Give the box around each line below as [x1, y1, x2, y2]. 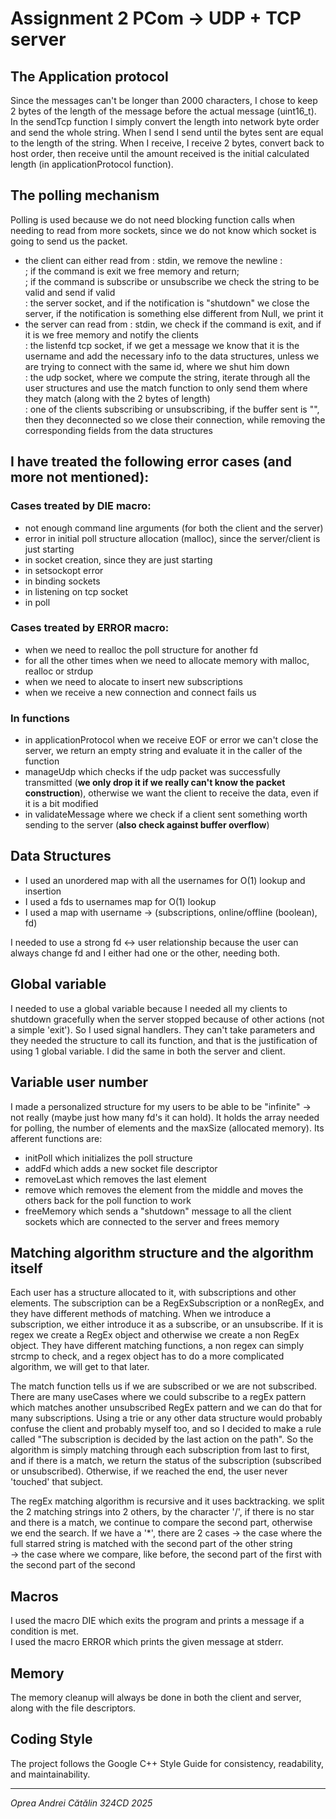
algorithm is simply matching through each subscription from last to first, [10, 1444, 310, 1456]
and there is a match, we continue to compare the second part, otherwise [10, 1517, 313, 1529]
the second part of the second [10, 1559, 136, 1571]
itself [10, 1260, 43, 1277]
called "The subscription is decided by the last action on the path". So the [10, 1433, 314, 1446]
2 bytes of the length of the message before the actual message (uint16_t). [10, 105, 317, 117]
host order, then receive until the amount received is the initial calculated [10, 148, 310, 159]
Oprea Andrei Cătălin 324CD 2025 [10, 1797, 153, 1809]
